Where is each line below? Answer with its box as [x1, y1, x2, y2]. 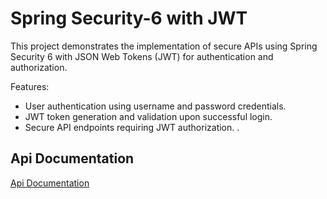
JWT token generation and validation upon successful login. [24, 110, 273, 122]
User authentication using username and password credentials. [24, 100, 287, 112]
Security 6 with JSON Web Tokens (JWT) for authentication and [10, 50, 274, 62]
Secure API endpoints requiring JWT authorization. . [24, 121, 240, 133]
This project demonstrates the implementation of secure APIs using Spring [10, 40, 318, 52]
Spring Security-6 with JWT [10, 7, 248, 30]
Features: [10, 80, 50, 92]
